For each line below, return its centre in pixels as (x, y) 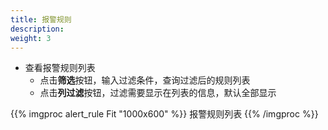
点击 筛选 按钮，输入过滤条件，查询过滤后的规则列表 (145, 80)
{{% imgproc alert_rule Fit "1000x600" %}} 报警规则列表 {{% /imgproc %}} (164, 114)
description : (37, 29)
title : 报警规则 (41, 19)
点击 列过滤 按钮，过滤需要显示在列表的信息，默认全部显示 (158, 93)
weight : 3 (31, 38)
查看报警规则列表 (60, 68)
